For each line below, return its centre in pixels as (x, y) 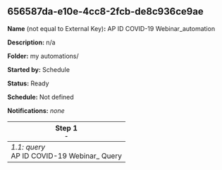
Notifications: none (36, 110)
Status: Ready (28, 83)
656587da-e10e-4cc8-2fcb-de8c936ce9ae (106, 12)
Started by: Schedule (39, 69)
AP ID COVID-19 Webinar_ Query (66, 156)
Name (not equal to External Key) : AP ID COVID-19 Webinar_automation (111, 28)
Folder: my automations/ (43, 56)
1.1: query (28, 147)
